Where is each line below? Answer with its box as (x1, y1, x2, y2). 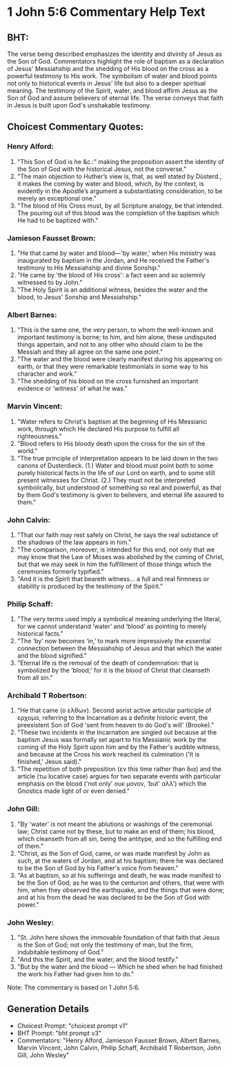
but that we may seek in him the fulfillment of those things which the (17, 560, 212, 568)
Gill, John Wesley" (17, 1051, 70, 1059)
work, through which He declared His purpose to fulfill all (17, 425, 179, 433)
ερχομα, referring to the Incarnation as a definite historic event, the (17, 714, 208, 722)
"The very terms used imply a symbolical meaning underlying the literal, (17, 615, 222, 623)
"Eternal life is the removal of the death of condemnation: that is (17, 659, 199, 667)
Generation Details (7, 1003, 90, 1015)
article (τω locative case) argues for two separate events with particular (17, 772, 221, 781)
